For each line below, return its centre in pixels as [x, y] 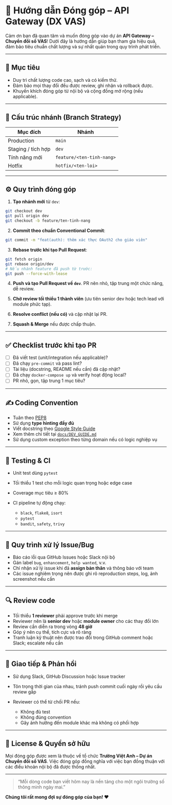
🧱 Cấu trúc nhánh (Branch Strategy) [63, 118]
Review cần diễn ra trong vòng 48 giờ [52, 627]
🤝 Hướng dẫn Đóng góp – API [67, 11]
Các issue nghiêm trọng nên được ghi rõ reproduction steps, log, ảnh [85, 574]
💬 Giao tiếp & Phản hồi [41, 664]
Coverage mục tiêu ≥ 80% [40, 493]
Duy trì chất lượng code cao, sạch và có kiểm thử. [65, 80]
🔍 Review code [30, 601]
